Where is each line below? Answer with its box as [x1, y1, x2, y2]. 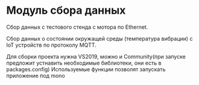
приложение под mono [6, 72, 65, 79]
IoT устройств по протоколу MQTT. [6, 41, 96, 48]
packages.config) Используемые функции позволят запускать [6, 65, 166, 72]
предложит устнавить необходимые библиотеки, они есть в [6, 59, 162, 66]
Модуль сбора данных [6, 4, 126, 17]
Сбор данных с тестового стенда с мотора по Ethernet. [6, 23, 148, 31]
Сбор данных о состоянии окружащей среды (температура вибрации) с [6, 35, 193, 42]
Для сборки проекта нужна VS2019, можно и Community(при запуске [6, 53, 186, 60]
